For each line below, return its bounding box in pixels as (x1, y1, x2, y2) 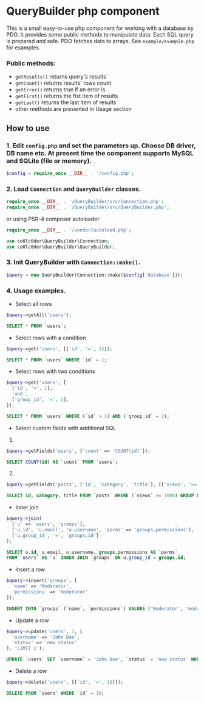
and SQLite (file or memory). (6, 157, 92, 165)
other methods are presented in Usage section (15, 105, 132, 113)
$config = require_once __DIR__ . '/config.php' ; (6, 170, 135, 176)
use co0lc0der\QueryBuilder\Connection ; (6, 238, 110, 244)
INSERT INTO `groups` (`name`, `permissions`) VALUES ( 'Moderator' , (6, 605, 183, 612)
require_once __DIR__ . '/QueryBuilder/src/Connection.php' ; (6, 199, 165, 205)
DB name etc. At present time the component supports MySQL (6, 149, 194, 157)
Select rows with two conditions (15, 367, 95, 375)
